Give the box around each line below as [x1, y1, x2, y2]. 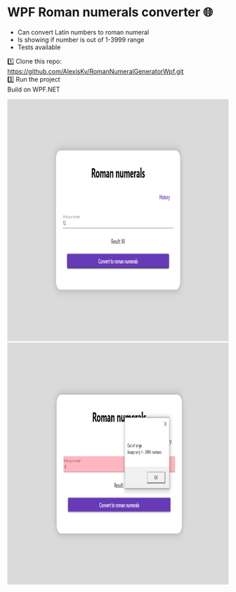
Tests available [17, 43, 61, 51]
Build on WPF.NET [7, 85, 60, 94]
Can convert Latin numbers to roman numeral [17, 27, 150, 36]
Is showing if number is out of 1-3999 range [17, 35, 145, 44]
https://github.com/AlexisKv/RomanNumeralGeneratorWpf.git [7, 67, 184, 75]
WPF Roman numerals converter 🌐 [7, 4, 214, 20]
